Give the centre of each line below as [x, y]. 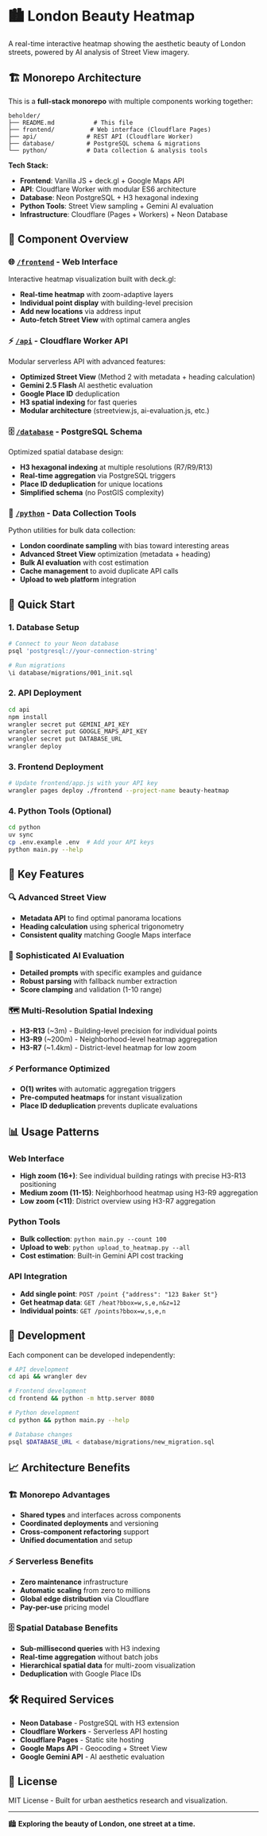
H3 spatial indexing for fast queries [78, 402]
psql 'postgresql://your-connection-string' [83, 651]
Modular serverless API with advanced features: [87, 361]
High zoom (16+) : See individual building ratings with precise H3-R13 [133, 1176]
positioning [38, 1185]
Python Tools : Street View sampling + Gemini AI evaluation [116, 206]
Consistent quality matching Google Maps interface [105, 934]
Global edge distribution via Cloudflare [84, 1598]
